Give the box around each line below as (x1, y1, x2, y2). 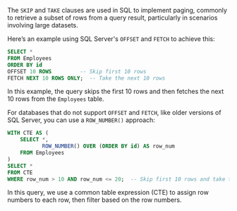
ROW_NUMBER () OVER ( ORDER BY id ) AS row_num (42, 143, 175, 150)
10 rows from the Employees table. (7, 95, 104, 103)
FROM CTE (7, 169, 33, 176)
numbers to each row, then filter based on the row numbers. (7, 195, 182, 204)
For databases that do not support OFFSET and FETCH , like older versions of (7, 109, 221, 117)
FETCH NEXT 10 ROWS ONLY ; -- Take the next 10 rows (7, 74, 166, 82)
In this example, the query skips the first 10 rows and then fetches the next (7, 88, 224, 96)
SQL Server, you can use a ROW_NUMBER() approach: (7, 116, 155, 124)
